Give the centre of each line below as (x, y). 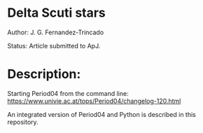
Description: (44, 74)
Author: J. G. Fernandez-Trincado (56, 32)
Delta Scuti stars (57, 13)
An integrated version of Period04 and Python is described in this (101, 114)
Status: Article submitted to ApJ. (54, 45)
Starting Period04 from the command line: (68, 93)
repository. (23, 122)
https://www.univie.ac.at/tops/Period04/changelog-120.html (94, 101)
